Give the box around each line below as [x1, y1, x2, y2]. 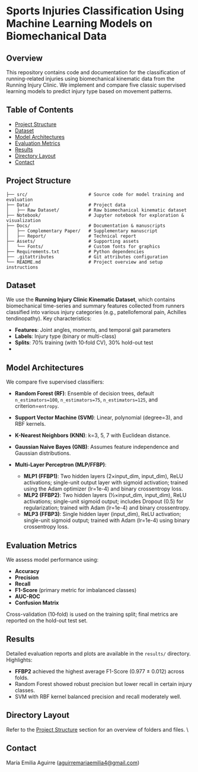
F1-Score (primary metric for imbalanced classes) [14, 587, 137, 594]
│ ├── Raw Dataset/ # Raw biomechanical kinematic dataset [6, 207, 187, 213]
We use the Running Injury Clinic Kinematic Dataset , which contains [6, 296, 175, 303]
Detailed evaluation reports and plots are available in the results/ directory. [6, 650, 191, 657]
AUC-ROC [14, 593, 40, 600]
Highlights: [6, 656, 33, 663]
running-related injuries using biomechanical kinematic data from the [6, 75, 175, 82]
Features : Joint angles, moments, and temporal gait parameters [14, 327, 171, 334]
